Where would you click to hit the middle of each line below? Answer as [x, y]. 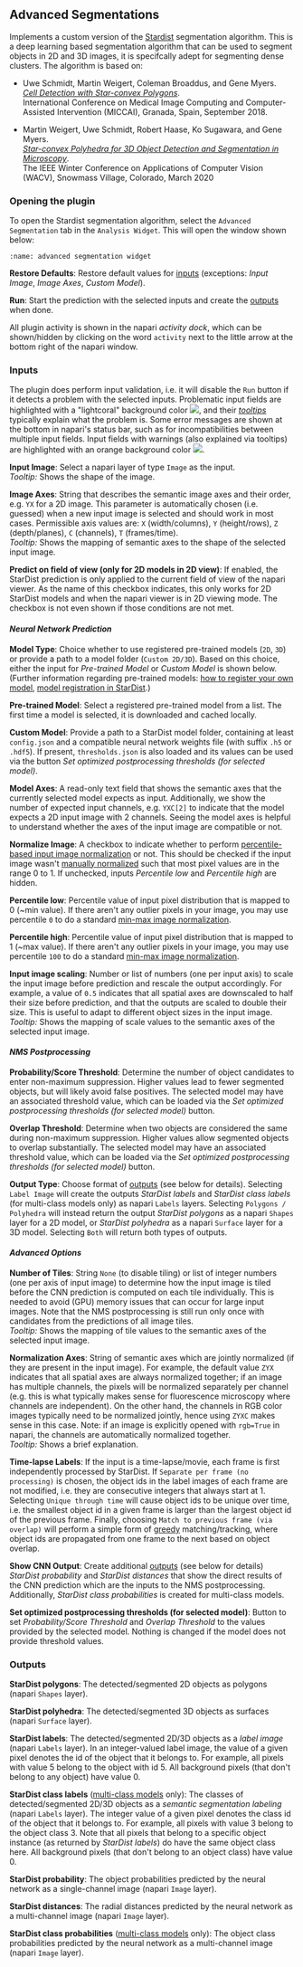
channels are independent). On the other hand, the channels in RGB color [146, 1406]
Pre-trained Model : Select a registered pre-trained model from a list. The [146, 705]
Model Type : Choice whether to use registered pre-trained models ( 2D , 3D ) [148, 649]
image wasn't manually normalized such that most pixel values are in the [145, 863]
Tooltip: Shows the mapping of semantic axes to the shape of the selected [148, 543]
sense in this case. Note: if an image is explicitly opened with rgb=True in [145, 1425]
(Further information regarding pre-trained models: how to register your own [151, 678]
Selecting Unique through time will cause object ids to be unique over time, [149, 1500]
